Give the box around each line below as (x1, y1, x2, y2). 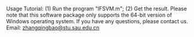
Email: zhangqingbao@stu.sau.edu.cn (6, 24, 100, 31)
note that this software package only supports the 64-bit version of (6, 11, 172, 18)
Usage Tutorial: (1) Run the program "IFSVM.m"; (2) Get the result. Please (6, 5, 187, 12)
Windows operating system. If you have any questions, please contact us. (6, 18, 189, 24)
